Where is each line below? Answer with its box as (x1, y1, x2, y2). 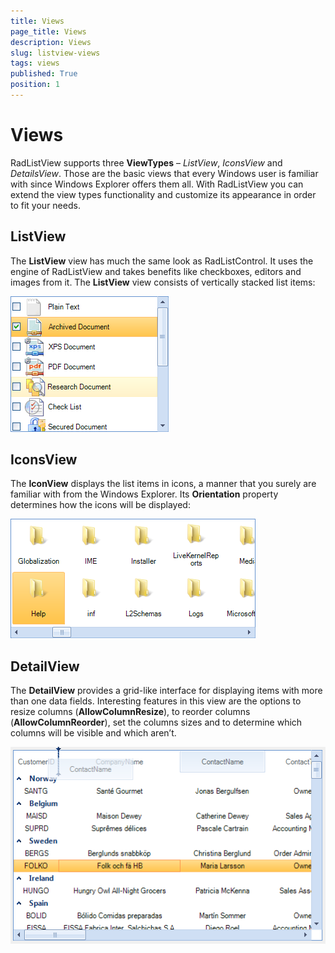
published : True (10, 69, 78, 79)
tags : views (10, 58, 60, 69)
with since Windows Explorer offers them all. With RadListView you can (10, 178, 304, 190)
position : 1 (10, 80, 60, 90)
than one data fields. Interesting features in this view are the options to (10, 695, 302, 707)
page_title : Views (10, 26, 87, 37)
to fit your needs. (10, 199, 81, 211)
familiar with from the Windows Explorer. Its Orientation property (10, 488, 279, 500)
